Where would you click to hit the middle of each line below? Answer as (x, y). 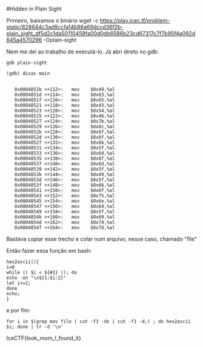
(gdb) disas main (28, 74)
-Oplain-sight (60, 40)
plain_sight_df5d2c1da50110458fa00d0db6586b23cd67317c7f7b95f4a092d (101, 33)
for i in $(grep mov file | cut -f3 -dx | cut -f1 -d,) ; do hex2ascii (98, 321)
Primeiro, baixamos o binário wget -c (52, 20)
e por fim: (18, 310)
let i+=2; (19, 283)
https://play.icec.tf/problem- (135, 20)
